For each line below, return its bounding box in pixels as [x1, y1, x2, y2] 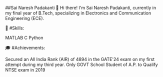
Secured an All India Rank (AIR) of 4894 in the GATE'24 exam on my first [5, 56, 155, 62]
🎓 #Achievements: [5, 45, 45, 50]
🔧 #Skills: [5, 25, 24, 31]
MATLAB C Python [5, 35, 43, 40]
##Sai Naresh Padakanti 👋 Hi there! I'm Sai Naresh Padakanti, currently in [5, 5, 156, 10]
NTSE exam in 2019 [5, 67, 45, 72]
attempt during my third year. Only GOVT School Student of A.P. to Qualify [5, 61, 158, 67]
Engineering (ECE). [5, 15, 44, 21]
